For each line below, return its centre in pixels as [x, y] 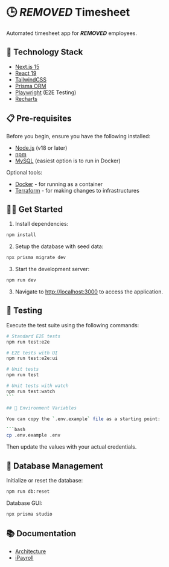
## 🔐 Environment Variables [42, 408]
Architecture [30, 551]
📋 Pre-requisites [39, 119]
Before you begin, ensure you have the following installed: [78, 136]
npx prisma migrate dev [36, 258]
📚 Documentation [41, 533]
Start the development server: [52, 269]
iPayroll [24, 557]
